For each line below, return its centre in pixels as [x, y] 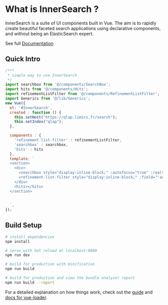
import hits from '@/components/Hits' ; [47, 89]
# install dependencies [30, 237]
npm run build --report [30, 282]
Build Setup [23, 225]
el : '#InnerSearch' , [31, 108]
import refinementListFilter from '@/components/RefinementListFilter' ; [82, 94]
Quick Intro [23, 59]
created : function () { [35, 112]
